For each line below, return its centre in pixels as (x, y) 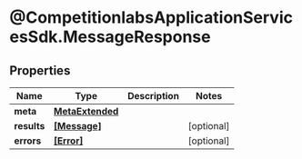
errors (28, 141)
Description (153, 96)
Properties (40, 70)
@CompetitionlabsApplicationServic (151, 18)
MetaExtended (86, 111)
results (30, 126)
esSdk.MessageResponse (110, 37)
